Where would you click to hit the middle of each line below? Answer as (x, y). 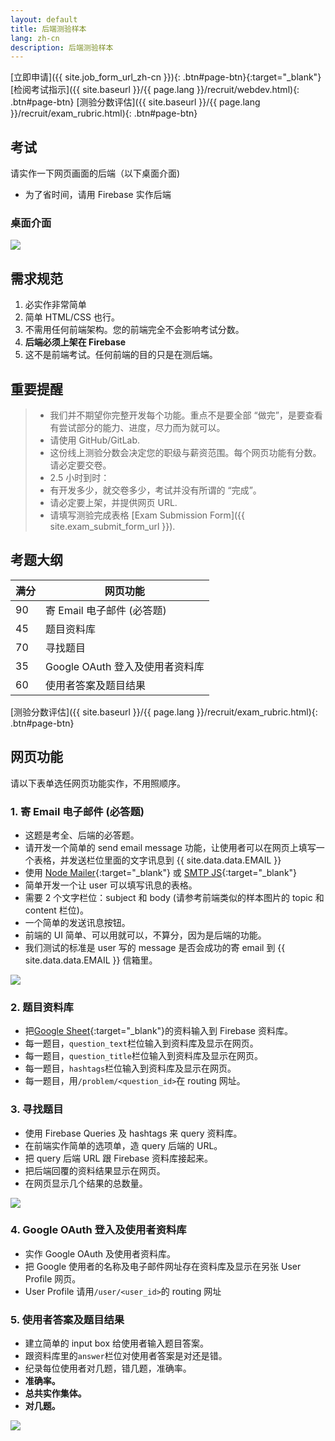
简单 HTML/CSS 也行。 (72, 317)
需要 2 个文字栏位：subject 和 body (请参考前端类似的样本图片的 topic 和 (174, 897)
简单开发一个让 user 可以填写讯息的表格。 (111, 885)
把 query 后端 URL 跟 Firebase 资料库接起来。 (119, 1158)
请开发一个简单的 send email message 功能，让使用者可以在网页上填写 (170, 847)
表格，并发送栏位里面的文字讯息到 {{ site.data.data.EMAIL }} (157, 860)
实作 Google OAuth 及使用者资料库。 (100, 1253)
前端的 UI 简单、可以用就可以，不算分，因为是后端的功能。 (145, 935)
